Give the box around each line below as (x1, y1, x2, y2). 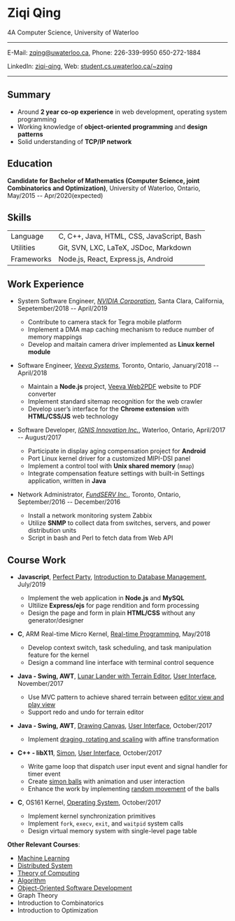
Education (7, 158, 53, 170)
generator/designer (27, 616, 84, 624)
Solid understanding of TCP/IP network (17, 137, 132, 145)
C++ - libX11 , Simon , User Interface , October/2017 (17, 749, 162, 757)
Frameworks (10, 254, 52, 264)
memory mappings (27, 333, 83, 341)
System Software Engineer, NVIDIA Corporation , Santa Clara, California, (17, 297, 225, 305)
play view (27, 701, 56, 708)
